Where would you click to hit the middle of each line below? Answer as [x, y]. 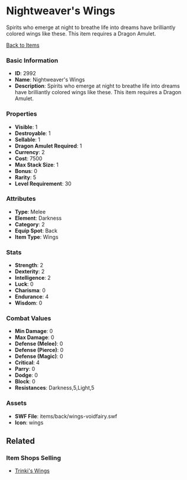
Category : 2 [30, 224]
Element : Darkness [38, 218]
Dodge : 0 [26, 375]
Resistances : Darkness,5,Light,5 [54, 388]
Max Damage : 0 [34, 337]
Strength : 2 [29, 265]
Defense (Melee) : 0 [39, 344]
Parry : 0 [25, 369]
